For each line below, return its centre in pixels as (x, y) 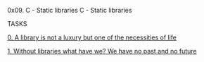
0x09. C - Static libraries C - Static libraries (70, 10)
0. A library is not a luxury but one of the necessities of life (92, 37)
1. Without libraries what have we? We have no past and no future (102, 51)
